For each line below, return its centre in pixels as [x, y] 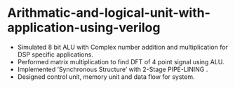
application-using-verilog [84, 28]
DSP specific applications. [55, 54]
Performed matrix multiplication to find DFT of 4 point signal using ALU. [121, 61]
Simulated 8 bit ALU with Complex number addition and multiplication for [122, 47]
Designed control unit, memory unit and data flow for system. [106, 76]
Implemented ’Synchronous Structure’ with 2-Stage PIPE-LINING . [113, 69]
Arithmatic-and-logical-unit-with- [109, 13]
